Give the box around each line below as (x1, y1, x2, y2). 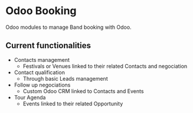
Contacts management (14, 56, 70, 63)
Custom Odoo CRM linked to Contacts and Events (22, 87, 144, 95)
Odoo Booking (5, 4, 77, 18)
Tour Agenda (14, 94, 46, 101)
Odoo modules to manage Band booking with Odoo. (5, 24, 132, 31)
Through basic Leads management (22, 75, 108, 82)
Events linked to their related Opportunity (22, 100, 123, 107)
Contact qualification (14, 69, 66, 76)
